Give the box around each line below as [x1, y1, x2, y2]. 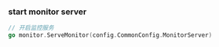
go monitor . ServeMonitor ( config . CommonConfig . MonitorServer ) [8, 31, 213, 39]
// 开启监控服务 [8, 24, 54, 32]
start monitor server [8, 6, 87, 17]
